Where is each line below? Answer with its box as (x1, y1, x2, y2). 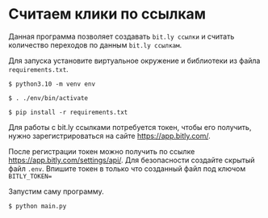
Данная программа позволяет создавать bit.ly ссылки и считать (8, 31, 235, 41)
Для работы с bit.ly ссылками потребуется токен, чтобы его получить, (8, 122, 252, 132)
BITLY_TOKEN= (8, 172, 52, 180)
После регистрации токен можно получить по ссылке (8, 146, 195, 156)
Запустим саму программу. (8, 187, 104, 196)
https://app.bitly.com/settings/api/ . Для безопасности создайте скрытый (8, 155, 256, 165)
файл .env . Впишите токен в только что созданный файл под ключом (8, 163, 246, 174)
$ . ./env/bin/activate (8, 94, 89, 102)
